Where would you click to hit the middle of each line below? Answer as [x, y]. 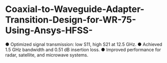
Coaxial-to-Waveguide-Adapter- [75, 9]
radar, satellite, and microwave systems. [47, 55]
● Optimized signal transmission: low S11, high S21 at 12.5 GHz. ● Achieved [84, 44]
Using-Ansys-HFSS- [49, 30]
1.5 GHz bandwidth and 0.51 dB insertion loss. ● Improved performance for [83, 49]
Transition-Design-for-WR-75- [71, 20]
